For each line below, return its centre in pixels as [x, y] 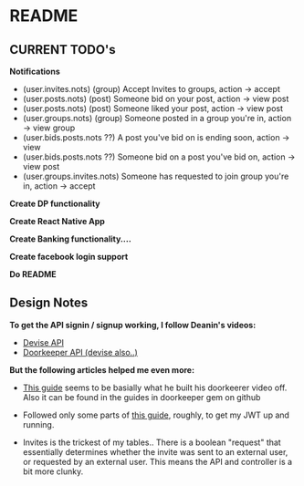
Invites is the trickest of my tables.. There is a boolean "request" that [152, 442]
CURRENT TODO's [63, 50]
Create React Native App [57, 221]
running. [38, 424]
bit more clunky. [53, 471]
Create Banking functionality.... [71, 239]
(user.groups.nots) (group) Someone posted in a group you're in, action [157, 118]
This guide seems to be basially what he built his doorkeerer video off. [155, 388]
